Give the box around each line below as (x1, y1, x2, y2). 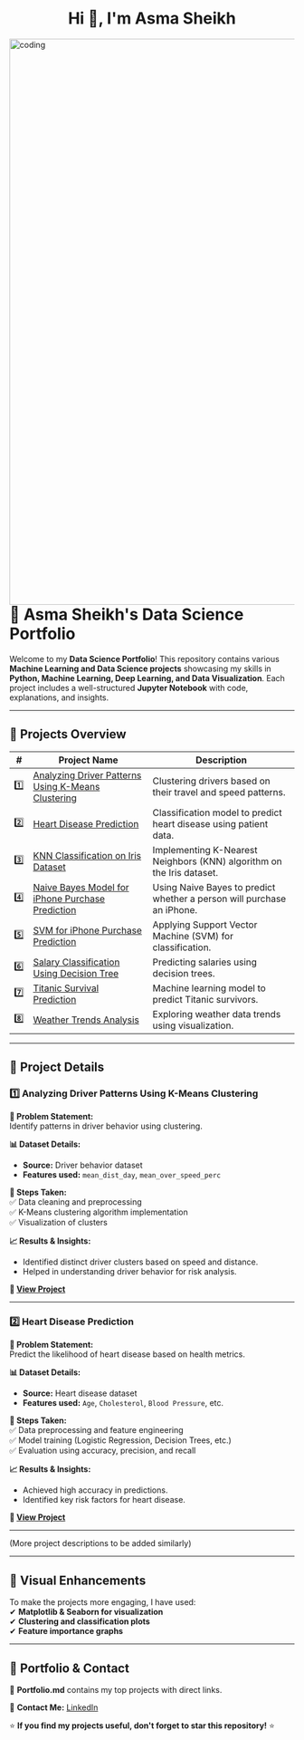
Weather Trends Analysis (33, 1014, 140, 1026)
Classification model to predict (152, 806, 282, 819)
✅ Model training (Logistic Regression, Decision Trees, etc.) (9, 1435, 233, 1446)
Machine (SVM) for (152, 929, 233, 942)
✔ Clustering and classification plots (9, 1616, 151, 1627)
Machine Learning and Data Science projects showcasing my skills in (9, 663, 271, 674)
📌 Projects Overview (9, 726, 127, 742)
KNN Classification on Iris (33, 849, 142, 861)
